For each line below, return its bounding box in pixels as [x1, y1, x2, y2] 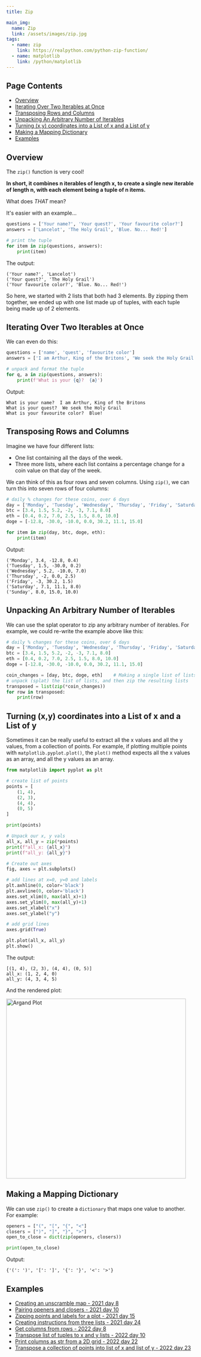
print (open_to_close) [6, 1245, 60, 1251]
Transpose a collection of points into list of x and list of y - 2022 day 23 [14, 1344, 191, 1351]
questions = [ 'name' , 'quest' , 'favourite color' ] [6, 350, 135, 356]
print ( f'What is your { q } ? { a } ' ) [17, 377, 103, 383]
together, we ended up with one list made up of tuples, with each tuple [6, 298, 181, 306]
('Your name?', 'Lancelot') [6, 271, 77, 277]
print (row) [17, 694, 44, 700]
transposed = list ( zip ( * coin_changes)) [6, 683, 106, 690]
